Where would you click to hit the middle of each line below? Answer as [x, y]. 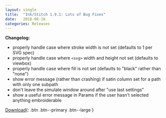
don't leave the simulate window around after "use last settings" [78, 90]
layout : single [21, 10]
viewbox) [22, 63]
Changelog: [18, 38]
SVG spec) [23, 53]
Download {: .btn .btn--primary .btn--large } [50, 110]
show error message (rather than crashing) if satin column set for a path [86, 79]
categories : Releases [28, 24]
